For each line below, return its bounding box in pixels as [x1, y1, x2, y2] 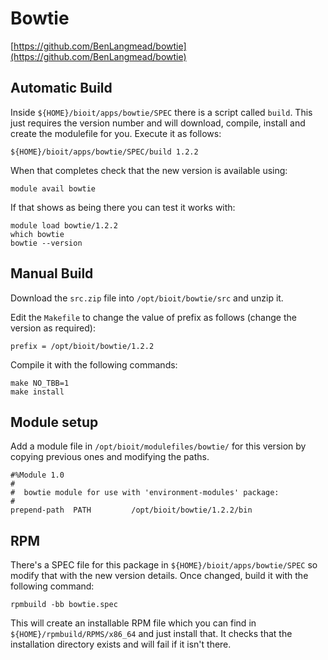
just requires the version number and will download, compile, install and [10, 117, 306, 129]
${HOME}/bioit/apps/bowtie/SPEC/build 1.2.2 [10, 147, 199, 157]
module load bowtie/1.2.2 [10, 220, 118, 231]
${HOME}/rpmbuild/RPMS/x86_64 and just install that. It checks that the [10, 628, 293, 640]
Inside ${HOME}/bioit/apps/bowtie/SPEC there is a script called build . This [10, 106, 313, 118]
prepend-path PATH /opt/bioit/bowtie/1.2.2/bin [10, 505, 253, 516]
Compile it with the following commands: [10, 358, 178, 371]
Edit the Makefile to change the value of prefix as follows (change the [10, 311, 297, 323]
